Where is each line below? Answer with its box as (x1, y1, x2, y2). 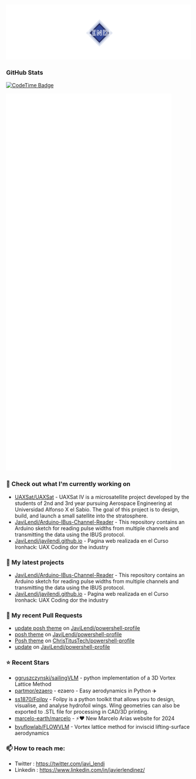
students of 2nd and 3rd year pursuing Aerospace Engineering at (14, 500, 173, 507)
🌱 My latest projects (6, 558, 65, 566)
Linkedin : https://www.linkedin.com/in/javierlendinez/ (14, 766, 145, 773)
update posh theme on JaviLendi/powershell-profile (14, 625, 140, 632)
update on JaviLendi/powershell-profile (14, 643, 110, 651)
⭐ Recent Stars (6, 659, 50, 667)
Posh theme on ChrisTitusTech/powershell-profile (14, 637, 135, 644)
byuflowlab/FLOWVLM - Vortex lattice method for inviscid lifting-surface (14, 723, 190, 730)
